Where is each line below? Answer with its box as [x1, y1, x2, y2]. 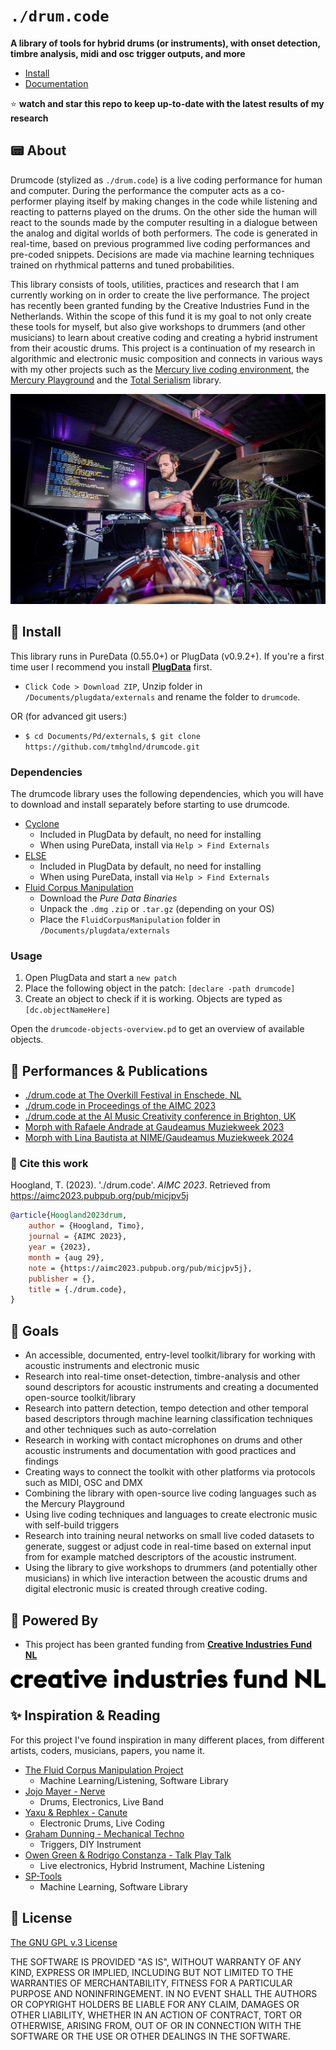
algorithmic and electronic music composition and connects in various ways [10, 352, 323, 364]
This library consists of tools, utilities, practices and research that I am [10, 278, 300, 290]
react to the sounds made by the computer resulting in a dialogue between [10, 216, 318, 228]
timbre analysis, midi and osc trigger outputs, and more [10, 47, 246, 59]
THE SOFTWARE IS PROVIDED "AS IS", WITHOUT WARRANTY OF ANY [10, 1955, 302, 1968]
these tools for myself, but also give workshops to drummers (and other [10, 320, 306, 333]
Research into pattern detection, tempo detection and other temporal [24, 1402, 309, 1414]
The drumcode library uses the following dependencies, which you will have [10, 788, 324, 800]
